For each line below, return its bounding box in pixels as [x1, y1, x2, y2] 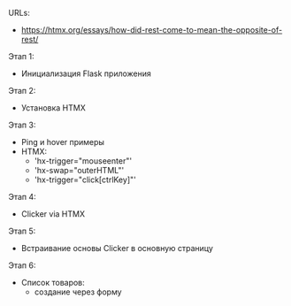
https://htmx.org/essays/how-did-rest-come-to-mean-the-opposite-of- [20, 25, 283, 34]
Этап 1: [8, 51, 34, 61]
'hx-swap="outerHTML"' [34, 165, 125, 175]
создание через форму [34, 287, 122, 297]
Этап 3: [8, 119, 36, 130]
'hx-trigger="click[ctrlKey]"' [34, 174, 136, 185]
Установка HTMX [20, 103, 86, 113]
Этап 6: [8, 260, 36, 271]
